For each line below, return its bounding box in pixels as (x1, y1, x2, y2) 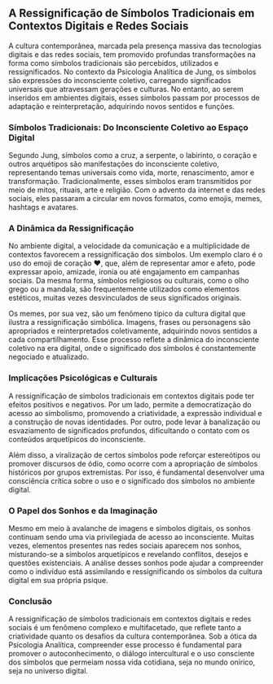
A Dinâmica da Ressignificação (8, 223, 134, 235)
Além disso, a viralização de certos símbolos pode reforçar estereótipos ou (8, 449, 261, 459)
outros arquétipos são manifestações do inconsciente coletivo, (8, 159, 220, 169)
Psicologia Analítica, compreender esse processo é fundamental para (8, 640, 242, 650)
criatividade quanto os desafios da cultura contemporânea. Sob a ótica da (8, 631, 258, 642)
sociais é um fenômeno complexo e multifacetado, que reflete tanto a (8, 623, 242, 633)
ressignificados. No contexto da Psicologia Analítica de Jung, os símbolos (8, 67, 257, 77)
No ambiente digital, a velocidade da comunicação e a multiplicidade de (8, 241, 250, 251)
